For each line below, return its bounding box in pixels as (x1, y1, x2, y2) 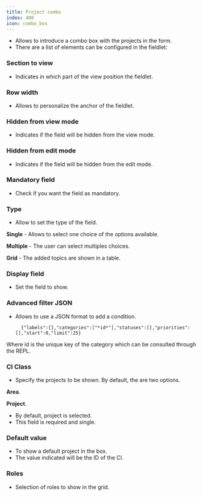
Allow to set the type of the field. (15, 219, 98, 226)
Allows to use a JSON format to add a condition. (15, 313, 136, 320)
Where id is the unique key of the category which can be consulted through (6, 340, 197, 348)
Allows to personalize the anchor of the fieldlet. (15, 102, 134, 109)
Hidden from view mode (6, 117, 79, 125)
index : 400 (6, 15, 34, 21)
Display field (6, 270, 45, 278)
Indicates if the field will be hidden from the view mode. (15, 131, 156, 138)
